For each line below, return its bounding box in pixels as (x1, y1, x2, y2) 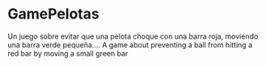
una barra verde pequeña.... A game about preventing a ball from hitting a (7, 39, 252, 49)
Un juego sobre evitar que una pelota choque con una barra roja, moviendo (7, 31, 259, 41)
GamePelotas (7, 5, 100, 23)
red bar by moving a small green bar (7, 48, 129, 58)
